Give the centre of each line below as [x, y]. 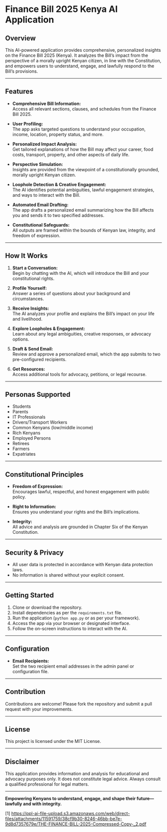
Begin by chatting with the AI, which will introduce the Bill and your [81, 273]
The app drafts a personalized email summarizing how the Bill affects [83, 210]
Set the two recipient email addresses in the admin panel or [73, 666]
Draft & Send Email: [33, 349]
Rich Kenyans [26, 433]
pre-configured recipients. [39, 359]
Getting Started [30, 595]
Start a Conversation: [35, 268]
